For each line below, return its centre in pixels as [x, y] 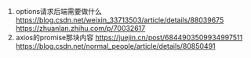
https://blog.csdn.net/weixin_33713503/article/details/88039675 [120, 20]
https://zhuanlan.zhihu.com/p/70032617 [80, 28]
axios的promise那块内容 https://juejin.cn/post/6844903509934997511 [129, 38]
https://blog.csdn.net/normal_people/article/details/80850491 [115, 46]
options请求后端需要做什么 [58, 11]
